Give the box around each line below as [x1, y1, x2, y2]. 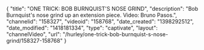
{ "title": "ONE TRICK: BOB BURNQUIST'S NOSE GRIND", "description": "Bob [6, 5, 199, 12]
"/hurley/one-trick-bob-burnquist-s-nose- [63, 31, 169, 38]
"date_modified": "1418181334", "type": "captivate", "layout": [6, 24, 158, 31]
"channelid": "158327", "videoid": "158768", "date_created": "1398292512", [6, 18, 194, 25]
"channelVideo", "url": [6, 31, 62, 38]
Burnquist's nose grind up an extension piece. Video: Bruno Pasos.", [6, 11, 178, 19]
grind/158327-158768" [6, 37, 63, 44]
